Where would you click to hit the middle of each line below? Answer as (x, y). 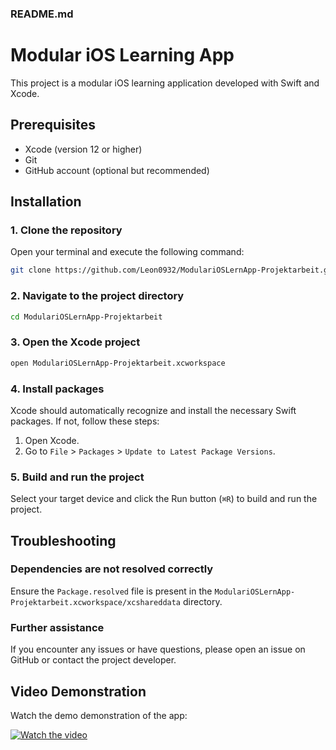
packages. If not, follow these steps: (85, 421)
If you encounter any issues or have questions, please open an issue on (158, 649)
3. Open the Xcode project (75, 342)
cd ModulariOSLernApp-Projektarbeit (86, 317)
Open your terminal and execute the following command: (127, 252)
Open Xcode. (52, 440)
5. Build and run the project (77, 477)
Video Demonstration (78, 691)
